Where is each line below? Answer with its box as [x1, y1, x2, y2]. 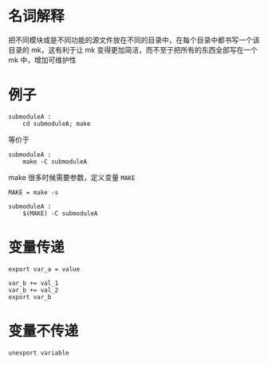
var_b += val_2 [8, 286, 59, 294]
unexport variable [8, 348, 69, 357]
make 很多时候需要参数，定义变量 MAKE [8, 172, 136, 182]
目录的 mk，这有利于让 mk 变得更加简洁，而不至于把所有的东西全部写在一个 [8, 45, 258, 54]
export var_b [8, 292, 52, 301]
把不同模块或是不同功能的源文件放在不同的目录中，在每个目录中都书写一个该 [8, 35, 260, 45]
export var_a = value [8, 265, 81, 273]
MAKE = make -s [8, 188, 59, 196]
